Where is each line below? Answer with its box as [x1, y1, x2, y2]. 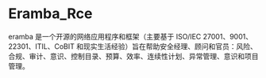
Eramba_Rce [8, 5, 93, 23]
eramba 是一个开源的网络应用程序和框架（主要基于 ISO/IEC [8, 32, 202, 41]
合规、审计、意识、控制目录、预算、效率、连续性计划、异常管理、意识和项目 [8, 51, 259, 61]
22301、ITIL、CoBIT [8, 41, 75, 51]
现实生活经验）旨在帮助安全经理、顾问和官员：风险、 [83, 41, 258, 51]
